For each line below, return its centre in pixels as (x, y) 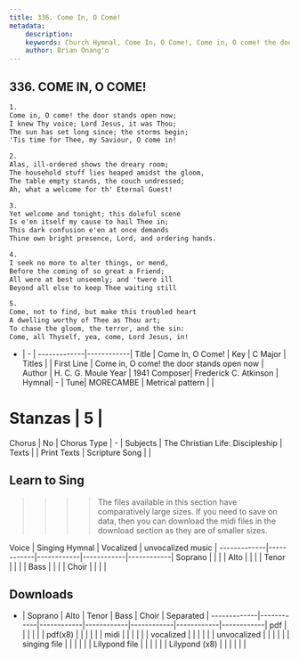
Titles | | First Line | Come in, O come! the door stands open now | (143, 363)
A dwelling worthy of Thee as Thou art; (85, 321)
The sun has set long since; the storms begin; (99, 132)
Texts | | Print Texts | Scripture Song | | (81, 452)
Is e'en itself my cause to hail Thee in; (89, 222)
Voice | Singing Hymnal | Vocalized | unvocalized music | (113, 548)
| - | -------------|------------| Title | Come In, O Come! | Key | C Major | (154, 353)
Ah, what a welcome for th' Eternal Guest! (91, 189)
